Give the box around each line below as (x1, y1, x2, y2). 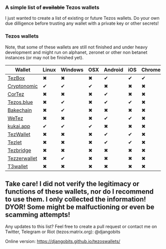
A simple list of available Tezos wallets (5, 4, 100, 11)
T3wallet (7, 163, 28, 169)
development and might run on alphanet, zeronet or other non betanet (5, 49, 148, 55)
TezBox (7, 75, 25, 82)
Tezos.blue (7, 98, 33, 105)
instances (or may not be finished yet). (5, 54, 84, 60)
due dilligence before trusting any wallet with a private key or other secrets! (5, 20, 159, 26)
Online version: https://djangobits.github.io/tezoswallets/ (5, 239, 121, 245)
